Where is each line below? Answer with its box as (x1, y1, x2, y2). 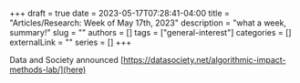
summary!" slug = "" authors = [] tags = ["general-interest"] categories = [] (9, 27, 292, 37)
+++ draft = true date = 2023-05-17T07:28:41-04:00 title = (9, 8, 231, 18)
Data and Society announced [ (9, 55, 124, 65)
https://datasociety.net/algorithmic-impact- (122, 55, 286, 65)
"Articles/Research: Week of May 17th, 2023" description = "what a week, (9, 17, 287, 28)
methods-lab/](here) (9, 64, 87, 75)
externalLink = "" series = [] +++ (9, 36, 132, 47)
